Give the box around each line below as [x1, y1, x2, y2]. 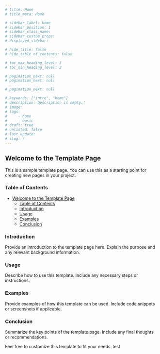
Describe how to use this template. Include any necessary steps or [5, 273, 138, 278]
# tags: [5, 109, 21, 114]
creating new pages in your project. [5, 172, 76, 178]
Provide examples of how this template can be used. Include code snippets [5, 301, 155, 306]
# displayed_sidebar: [5, 38, 49, 44]
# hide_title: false [5, 47, 47, 52]
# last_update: [5, 132, 36, 137]
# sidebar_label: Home [5, 20, 51, 25]
